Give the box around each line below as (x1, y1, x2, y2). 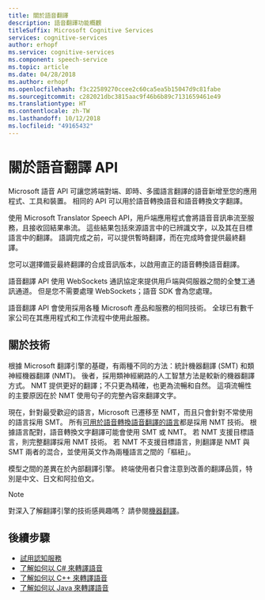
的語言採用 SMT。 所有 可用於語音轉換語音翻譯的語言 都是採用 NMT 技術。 (8, 417, 248, 427)
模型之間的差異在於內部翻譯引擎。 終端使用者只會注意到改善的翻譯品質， (8, 464, 246, 473)
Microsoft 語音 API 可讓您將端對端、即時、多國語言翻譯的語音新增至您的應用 (8, 186, 257, 196)
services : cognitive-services (8, 33, 108, 42)
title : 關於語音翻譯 (8, 11, 69, 20)
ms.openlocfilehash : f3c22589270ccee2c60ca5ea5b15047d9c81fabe (8, 85, 221, 93)
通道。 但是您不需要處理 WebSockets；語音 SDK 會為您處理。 (14, 286, 217, 295)
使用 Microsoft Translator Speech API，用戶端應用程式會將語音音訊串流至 (8, 213, 248, 222)
